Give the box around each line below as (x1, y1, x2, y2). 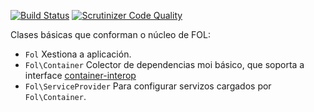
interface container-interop (24, 70, 137, 81)
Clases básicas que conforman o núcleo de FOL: (10, 29, 211, 40)
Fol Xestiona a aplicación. (24, 48, 132, 60)
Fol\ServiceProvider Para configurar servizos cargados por (24, 80, 272, 92)
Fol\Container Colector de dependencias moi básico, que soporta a (24, 59, 305, 70)
